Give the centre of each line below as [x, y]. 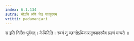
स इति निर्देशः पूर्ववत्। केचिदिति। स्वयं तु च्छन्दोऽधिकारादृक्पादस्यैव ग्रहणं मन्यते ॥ [67, 33]
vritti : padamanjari [27, 19]
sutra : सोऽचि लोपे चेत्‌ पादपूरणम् [31, 14]
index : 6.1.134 [21, 10]
